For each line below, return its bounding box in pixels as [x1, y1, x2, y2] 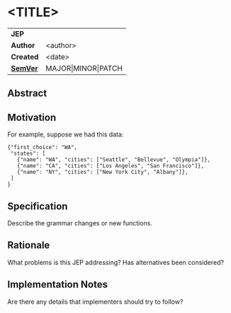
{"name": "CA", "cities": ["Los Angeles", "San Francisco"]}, [16, 163, 204, 170]
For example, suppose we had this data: [7, 130, 124, 138]
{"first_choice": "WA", [7, 144, 78, 151]
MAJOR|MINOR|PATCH [45, 63, 123, 73]
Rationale [7, 240, 50, 252]
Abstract [7, 88, 47, 100]
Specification [7, 200, 68, 212]
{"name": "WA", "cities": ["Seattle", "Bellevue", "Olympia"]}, [16, 156, 211, 163]
